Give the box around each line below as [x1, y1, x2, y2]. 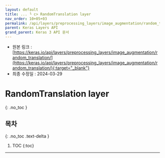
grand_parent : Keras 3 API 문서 [5, 30, 70, 35]
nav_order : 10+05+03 [5, 16, 48, 21]
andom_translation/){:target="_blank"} [12, 65, 90, 71]
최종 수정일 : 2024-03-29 [12, 71, 62, 76]
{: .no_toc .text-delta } [5, 133, 50, 139]
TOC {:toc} [12, 142, 34, 148]
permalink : [5, 21, 27, 26]
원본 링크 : [12, 44, 32, 49]
